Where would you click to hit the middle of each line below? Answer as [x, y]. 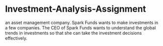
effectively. [16, 38]
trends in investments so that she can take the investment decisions [73, 33]
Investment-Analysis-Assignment [76, 9]
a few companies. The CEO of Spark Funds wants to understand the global [81, 27]
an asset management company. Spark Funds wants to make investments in [82, 23]
